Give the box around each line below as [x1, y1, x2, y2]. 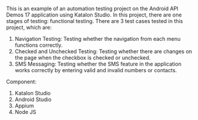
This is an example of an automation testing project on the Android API [6, 5, 179, 12]
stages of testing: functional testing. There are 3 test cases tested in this [6, 18, 183, 24]
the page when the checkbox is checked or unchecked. [14, 54, 151, 61]
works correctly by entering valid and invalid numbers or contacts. [14, 67, 177, 73]
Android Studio [14, 96, 52, 103]
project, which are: [6, 24, 52, 31]
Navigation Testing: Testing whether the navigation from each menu [14, 35, 181, 42]
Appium [14, 102, 34, 109]
